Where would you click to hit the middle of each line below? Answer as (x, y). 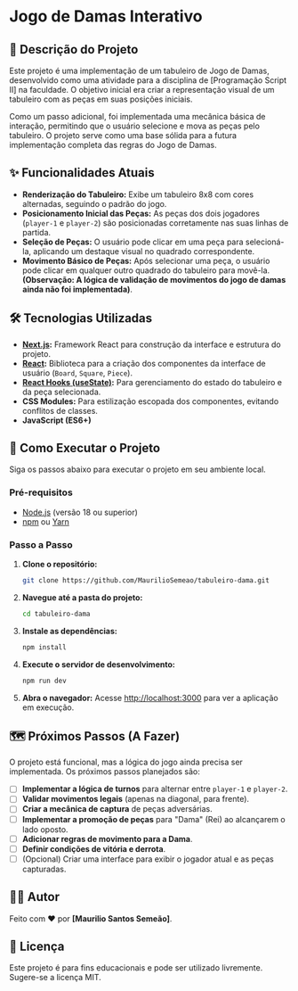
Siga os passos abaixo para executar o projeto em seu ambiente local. (138, 469)
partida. (36, 232)
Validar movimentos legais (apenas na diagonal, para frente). (136, 799)
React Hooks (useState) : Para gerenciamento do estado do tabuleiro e (152, 382)
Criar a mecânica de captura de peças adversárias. (117, 809)
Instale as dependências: (69, 631)
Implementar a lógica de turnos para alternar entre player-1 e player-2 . (155, 789)
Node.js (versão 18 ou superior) (80, 512)
